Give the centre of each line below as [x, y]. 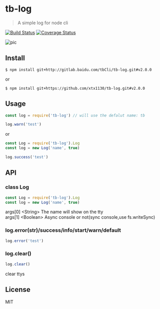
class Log [17, 187]
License [18, 290]
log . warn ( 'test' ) [23, 125]
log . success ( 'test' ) [27, 157]
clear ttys [15, 274]
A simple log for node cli [43, 23]
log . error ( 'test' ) [24, 241]
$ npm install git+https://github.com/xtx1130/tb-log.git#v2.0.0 [75, 88]
